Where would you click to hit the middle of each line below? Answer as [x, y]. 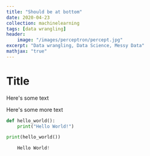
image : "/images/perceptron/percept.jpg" [70, 40]
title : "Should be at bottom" [44, 12]
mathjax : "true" [27, 51]
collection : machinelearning [43, 23]
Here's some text [28, 98]
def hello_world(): [31, 121]
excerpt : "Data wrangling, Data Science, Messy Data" [76, 46]
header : [16, 34]
